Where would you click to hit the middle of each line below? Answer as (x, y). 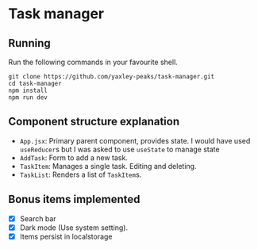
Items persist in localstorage (66, 236)
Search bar (38, 218)
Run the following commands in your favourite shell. (93, 62)
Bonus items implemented (74, 199)
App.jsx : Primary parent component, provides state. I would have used (135, 140)
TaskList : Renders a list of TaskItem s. (81, 174)
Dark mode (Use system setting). (74, 228)
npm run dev (28, 98)
